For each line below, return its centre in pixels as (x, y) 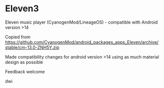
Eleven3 (22, 9)
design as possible (24, 62)
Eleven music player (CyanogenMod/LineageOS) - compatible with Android (82, 22)
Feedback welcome (25, 71)
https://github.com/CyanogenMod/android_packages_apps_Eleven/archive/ (82, 42)
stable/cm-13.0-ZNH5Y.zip (32, 47)
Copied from (18, 37)
